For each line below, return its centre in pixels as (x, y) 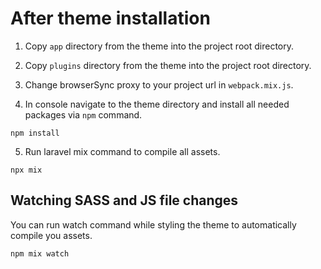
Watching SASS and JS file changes (124, 200)
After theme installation (110, 18)
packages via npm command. (83, 114)
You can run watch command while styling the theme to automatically (153, 224)
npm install (35, 133)
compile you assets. (51, 235)
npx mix (26, 170)
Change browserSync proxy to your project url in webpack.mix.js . (159, 84)
